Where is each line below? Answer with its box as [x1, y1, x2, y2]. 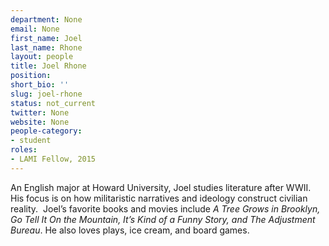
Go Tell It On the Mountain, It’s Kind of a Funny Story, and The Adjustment [10, 213, 316, 225]
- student [10, 136, 52, 146]
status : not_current [10, 98, 97, 108]
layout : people [10, 52, 74, 62]
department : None [10, 14, 83, 25]
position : [10, 71, 52, 81]
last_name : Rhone [10, 42, 83, 53]
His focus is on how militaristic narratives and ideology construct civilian [10, 192, 308, 204]
